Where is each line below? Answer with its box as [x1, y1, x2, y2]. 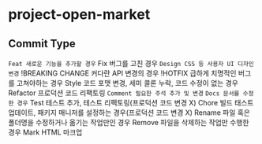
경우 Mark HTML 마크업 [8, 127, 83, 137]
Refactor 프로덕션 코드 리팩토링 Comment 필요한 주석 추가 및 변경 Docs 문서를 [8, 88, 240, 98]
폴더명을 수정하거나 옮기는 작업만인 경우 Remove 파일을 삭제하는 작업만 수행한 [8, 118, 249, 127]
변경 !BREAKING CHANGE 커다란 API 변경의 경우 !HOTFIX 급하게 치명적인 [8, 68, 237, 78]
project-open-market [8, 6, 151, 24]
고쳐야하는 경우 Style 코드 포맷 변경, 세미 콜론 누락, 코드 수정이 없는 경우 [16, 79, 239, 87]
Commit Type [8, 37, 77, 50]
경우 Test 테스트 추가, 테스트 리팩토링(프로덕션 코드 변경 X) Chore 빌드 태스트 [17, 98, 254, 107]
